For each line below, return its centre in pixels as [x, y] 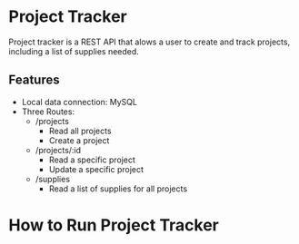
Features [34, 80]
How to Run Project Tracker [114, 225]
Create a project [79, 140]
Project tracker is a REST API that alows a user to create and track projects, [149, 42]
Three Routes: [48, 112]
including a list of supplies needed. [74, 51]
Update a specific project [96, 169]
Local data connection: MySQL [80, 102]
